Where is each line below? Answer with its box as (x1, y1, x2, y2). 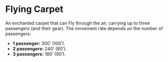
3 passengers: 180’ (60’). (12, 51, 66, 57)
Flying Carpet (5, 3, 64, 15)
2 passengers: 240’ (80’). (12, 45, 67, 51)
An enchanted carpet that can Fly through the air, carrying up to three (5, 20, 150, 26)
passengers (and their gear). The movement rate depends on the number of (5, 25, 163, 31)
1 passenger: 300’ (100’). (12, 40, 66, 46)
